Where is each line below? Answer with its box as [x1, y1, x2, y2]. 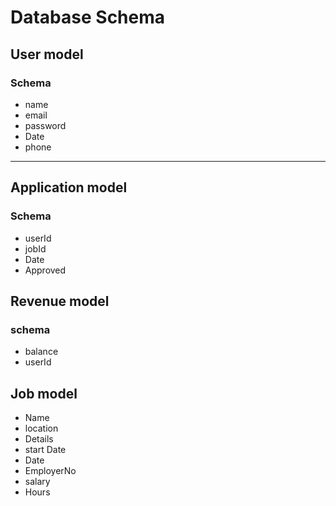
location [24, 422, 59, 435]
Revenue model [10, 292, 110, 310]
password [24, 119, 67, 131]
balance [24, 346, 59, 358]
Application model [10, 179, 128, 196]
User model [10, 46, 84, 63]
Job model [10, 385, 78, 402]
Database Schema [10, 6, 166, 29]
